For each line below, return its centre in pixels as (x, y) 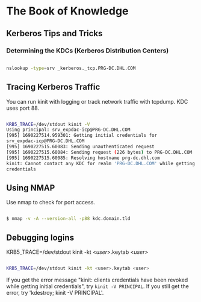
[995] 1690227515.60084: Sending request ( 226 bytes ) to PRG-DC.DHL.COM (99, 152)
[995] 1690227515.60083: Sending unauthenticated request (80, 147)
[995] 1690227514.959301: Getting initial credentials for (82, 136)
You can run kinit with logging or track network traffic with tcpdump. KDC (97, 101)
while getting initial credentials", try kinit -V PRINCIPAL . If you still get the (98, 286)
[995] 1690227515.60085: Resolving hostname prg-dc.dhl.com (83, 158)
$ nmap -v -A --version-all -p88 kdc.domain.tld (68, 219)
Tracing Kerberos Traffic (53, 87)
